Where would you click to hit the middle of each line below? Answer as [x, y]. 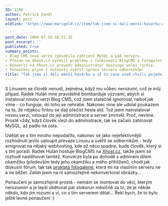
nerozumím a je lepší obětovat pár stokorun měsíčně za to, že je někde [78, 187]
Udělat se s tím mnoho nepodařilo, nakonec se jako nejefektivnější [73, 135]
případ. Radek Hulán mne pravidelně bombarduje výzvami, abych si [75, 94]
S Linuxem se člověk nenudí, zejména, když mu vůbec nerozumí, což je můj [83, 89]
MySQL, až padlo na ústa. [32, 126]
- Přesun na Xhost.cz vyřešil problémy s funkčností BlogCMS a [72, 60]
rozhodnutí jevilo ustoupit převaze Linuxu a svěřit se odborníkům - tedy [79, 141]
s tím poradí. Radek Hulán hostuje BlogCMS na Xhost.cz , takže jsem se [78, 151]
